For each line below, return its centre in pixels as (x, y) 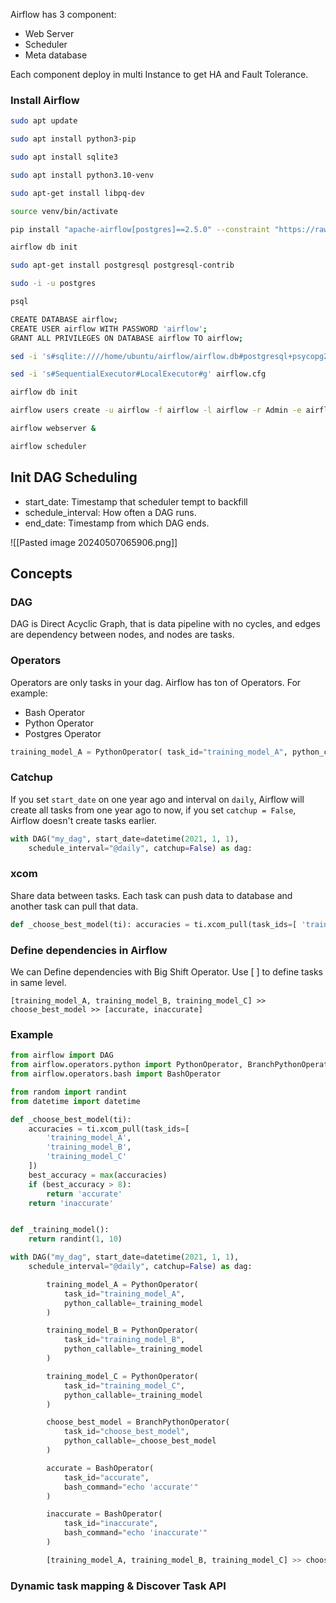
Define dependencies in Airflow (89, 950)
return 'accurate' (84, 1194)
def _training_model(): (60, 1230)
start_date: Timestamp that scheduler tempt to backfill (136, 501)
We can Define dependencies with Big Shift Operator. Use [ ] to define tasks (167, 971)
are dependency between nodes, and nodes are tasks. (122, 635)
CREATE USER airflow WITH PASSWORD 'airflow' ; (109, 329)
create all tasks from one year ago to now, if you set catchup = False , (153, 810)
